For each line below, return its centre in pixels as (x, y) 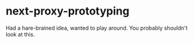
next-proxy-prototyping (67, 11)
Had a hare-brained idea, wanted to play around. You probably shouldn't (97, 28)
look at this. (20, 34)
